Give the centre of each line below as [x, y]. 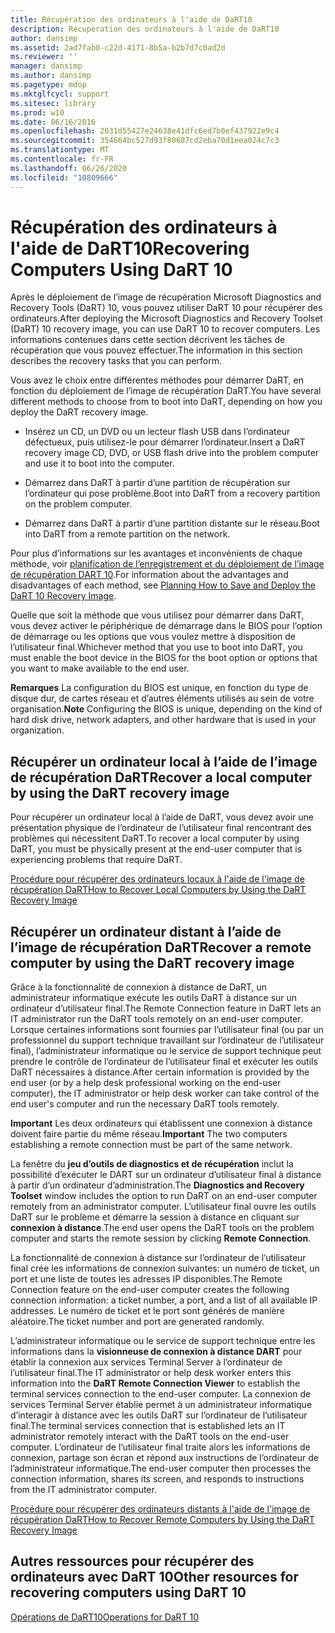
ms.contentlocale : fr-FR [62, 159]
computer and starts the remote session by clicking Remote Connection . [161, 1238]
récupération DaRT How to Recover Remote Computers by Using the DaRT [162, 1520]
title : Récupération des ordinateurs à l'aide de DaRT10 [131, 19]
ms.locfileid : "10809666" [64, 177]
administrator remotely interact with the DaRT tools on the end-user [150, 1437]
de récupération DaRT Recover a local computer [161, 777]
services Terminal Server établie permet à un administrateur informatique [161, 1405]
